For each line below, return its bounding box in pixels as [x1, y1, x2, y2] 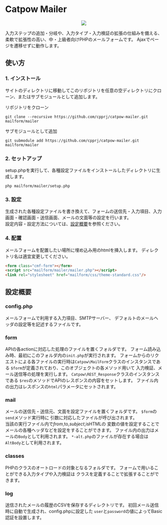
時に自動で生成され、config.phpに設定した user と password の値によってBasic [5, 508, 163, 514]
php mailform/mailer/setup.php [5, 183, 70, 188]
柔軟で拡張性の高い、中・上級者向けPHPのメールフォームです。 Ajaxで [5, 36, 151, 42]
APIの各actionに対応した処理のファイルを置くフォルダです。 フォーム [5, 346, 148, 352]
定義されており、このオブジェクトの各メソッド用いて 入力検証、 [26, 365, 158, 371]
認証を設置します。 [5, 514, 44, 520]
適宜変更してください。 [22, 253, 71, 259]
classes [5, 452, 24, 459]
